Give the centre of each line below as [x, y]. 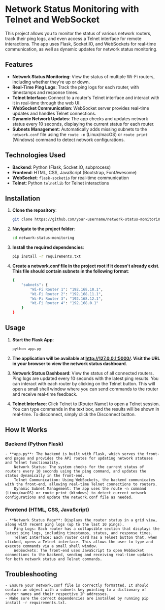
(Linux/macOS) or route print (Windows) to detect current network [76, 493]
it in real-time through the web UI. [47, 103]
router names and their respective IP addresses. [57, 594]
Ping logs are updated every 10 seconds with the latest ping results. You [85, 378]
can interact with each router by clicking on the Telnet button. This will [83, 383]
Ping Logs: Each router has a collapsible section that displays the [87, 529]
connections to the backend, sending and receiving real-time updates [79, 555]
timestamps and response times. [45, 92]
